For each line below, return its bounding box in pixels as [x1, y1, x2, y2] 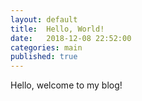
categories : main [10, 42, 83, 53]
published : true [10, 52, 78, 62]
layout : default [10, 14, 78, 25]
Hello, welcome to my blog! [10, 79, 123, 91]
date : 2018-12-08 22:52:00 [10, 33, 132, 43]
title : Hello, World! [10, 24, 105, 34]
